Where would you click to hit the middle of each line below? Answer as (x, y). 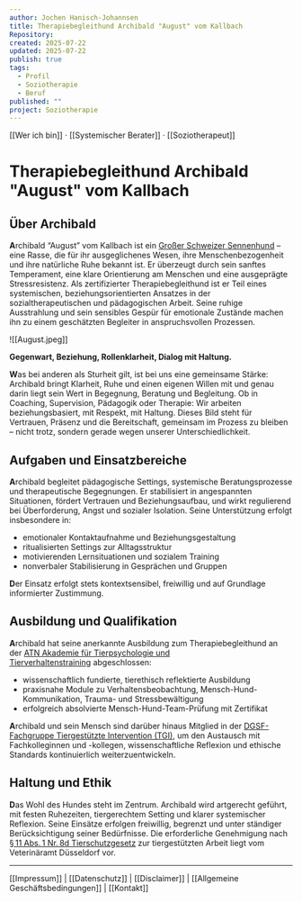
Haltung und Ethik (61, 783)
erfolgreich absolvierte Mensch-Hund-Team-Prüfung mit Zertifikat (145, 708)
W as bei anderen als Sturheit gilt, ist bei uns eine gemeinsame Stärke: (139, 374)
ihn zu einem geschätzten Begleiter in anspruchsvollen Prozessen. (133, 322)
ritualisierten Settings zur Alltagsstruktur (97, 547)
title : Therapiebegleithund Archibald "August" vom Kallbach (126, 26)
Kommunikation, (52, 699)
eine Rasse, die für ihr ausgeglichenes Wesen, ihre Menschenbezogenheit (147, 255)
